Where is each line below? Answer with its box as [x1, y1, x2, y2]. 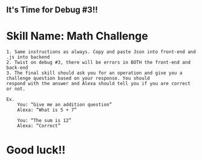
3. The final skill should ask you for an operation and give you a [6, 70, 183, 76]
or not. [6, 86, 26, 92]
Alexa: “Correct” [17, 123, 61, 129]
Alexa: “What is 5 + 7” [17, 107, 77, 114]
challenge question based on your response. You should [6, 75, 150, 82]
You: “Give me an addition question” [17, 102, 112, 108]
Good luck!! [6, 143, 66, 156]
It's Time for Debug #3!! [6, 5, 98, 15]
